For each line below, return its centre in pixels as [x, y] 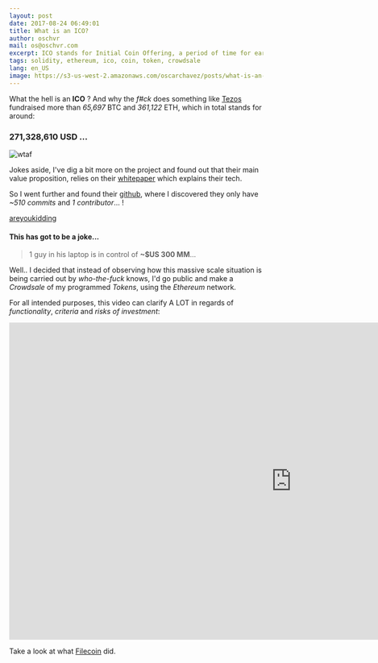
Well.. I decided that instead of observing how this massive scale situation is [136, 270]
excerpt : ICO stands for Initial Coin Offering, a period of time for [130, 53]
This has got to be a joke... [54, 236]
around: [22, 116]
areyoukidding [33, 218]
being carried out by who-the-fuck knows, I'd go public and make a [121, 279]
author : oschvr [35, 38]
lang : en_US [29, 68]
